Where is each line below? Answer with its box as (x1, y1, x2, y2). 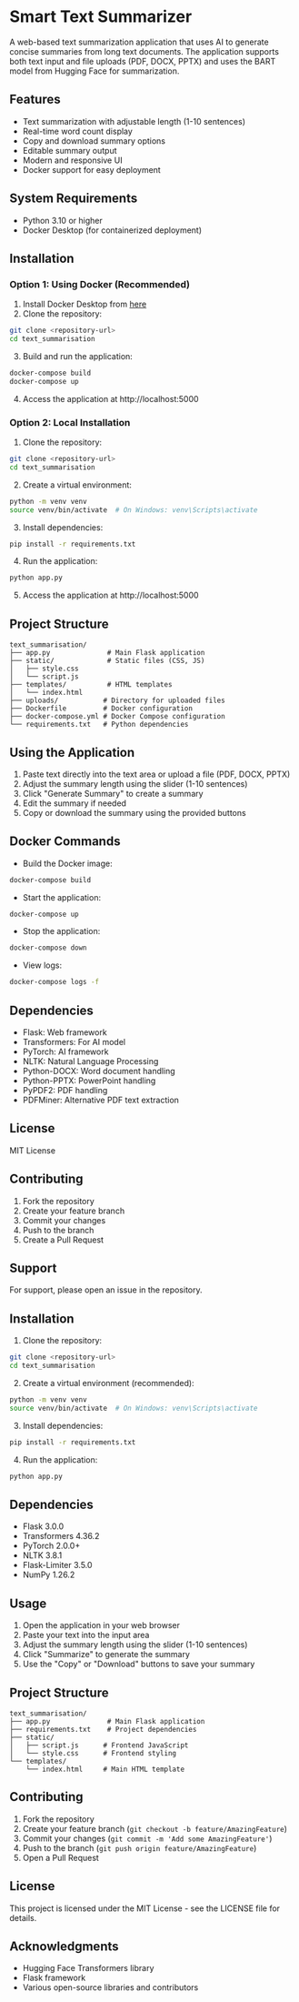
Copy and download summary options (22, 135, 166, 146)
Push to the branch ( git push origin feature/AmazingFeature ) (22, 1842, 257, 1853)
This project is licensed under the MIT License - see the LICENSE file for (9, 1903, 280, 1914)
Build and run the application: (22, 351, 134, 361)
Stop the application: (22, 926, 101, 937)
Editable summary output (22, 145, 117, 156)
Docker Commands (9, 834, 121, 850)
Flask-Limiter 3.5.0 (22, 1560, 93, 1571)
